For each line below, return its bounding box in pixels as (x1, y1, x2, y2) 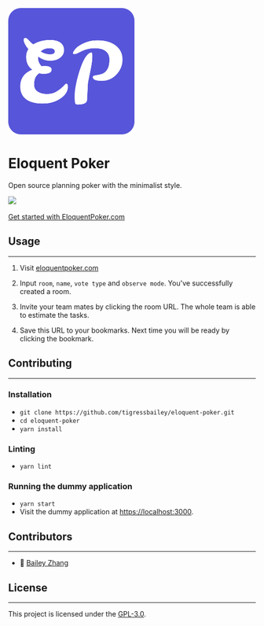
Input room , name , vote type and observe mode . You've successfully (19, 278, 233, 288)
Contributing (8, 357, 72, 370)
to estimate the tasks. (19, 310, 90, 319)
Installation (8, 389, 53, 400)
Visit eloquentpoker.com (19, 263, 99, 272)
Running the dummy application (8, 481, 133, 492)
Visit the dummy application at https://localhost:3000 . (19, 507, 194, 517)
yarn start (19, 500, 56, 508)
